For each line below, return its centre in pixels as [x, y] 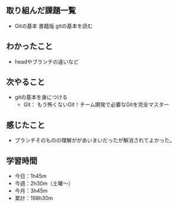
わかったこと [29, 46]
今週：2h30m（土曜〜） [44, 183]
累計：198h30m [34, 198]
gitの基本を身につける [41, 97]
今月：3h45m [31, 191]
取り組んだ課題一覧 [41, 11]
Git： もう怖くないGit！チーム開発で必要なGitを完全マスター [96, 104]
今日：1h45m [31, 176]
